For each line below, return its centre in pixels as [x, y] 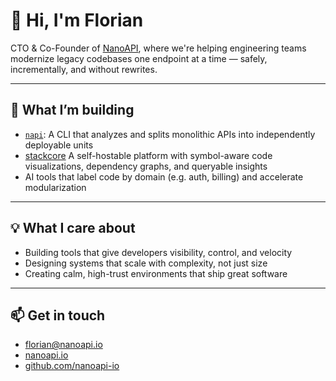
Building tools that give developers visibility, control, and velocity [158, 252]
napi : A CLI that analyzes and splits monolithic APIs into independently [170, 134]
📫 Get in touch [58, 315]
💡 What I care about [73, 228]
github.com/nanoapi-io [72, 366]
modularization [55, 187]
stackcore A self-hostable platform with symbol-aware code [148, 155]
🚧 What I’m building [72, 110]
